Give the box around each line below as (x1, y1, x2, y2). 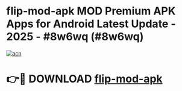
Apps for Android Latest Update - (6, 17, 176, 31)
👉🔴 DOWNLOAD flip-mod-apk (6, 72, 163, 86)
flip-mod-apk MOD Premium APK (6, 4, 176, 18)
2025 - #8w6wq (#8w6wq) (6, 30, 144, 43)
